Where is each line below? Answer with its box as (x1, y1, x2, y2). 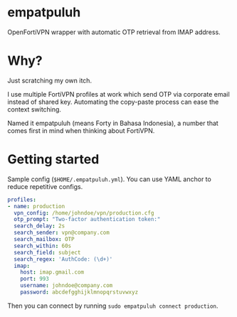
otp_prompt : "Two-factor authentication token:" (14, 216, 161, 223)
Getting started (7, 151, 100, 168)
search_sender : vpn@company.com (14, 229, 110, 237)
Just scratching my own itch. (7, 76, 93, 85)
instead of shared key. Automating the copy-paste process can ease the (7, 97, 219, 106)
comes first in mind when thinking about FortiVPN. (7, 126, 155, 135)
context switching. (7, 104, 62, 114)
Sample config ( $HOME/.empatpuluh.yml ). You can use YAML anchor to (7, 175, 211, 183)
